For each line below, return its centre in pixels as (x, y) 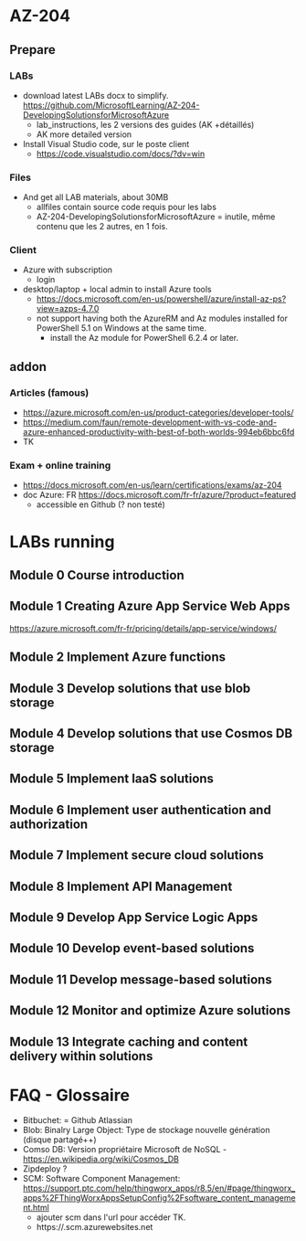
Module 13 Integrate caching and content (129, 1041)
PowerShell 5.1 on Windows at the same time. (121, 328)
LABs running (62, 541)
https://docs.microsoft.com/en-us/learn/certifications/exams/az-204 (152, 485)
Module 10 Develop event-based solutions (132, 948)
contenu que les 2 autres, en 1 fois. (102, 227)
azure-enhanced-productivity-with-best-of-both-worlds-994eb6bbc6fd (158, 432)
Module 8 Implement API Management (121, 886)
